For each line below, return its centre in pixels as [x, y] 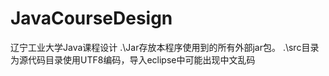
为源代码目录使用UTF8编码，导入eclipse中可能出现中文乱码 [133, 59]
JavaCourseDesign [91, 18]
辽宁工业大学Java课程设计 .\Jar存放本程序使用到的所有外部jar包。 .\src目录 [165, 47]
